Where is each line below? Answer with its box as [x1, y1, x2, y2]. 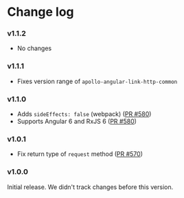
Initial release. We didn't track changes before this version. [7, 183, 174, 191]
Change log [7, 4, 74, 20]
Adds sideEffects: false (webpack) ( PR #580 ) [16, 110, 152, 118]
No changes [16, 44, 52, 52]
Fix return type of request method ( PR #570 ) [16, 150, 143, 158]
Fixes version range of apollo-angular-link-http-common [16, 77, 178, 85]
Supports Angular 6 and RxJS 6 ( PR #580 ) [16, 118, 137, 126]
